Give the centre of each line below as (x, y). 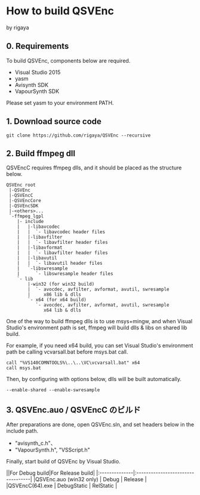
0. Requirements (38, 46)
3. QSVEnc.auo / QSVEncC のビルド (74, 410)
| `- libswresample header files (65, 274)
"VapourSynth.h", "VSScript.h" (53, 450)
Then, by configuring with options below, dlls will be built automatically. (94, 379)
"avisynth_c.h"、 (35, 443)
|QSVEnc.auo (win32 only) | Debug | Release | (90, 479)
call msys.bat (24, 368)
